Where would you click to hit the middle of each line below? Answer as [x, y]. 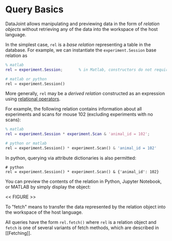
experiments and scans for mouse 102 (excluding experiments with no [79, 115]
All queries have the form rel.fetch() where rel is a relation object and [81, 222]
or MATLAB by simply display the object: [48, 187]
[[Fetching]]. [18, 233]
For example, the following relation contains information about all [74, 109]
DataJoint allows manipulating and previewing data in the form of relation [82, 24]
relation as [16, 55]
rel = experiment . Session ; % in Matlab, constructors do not [79, 70]
